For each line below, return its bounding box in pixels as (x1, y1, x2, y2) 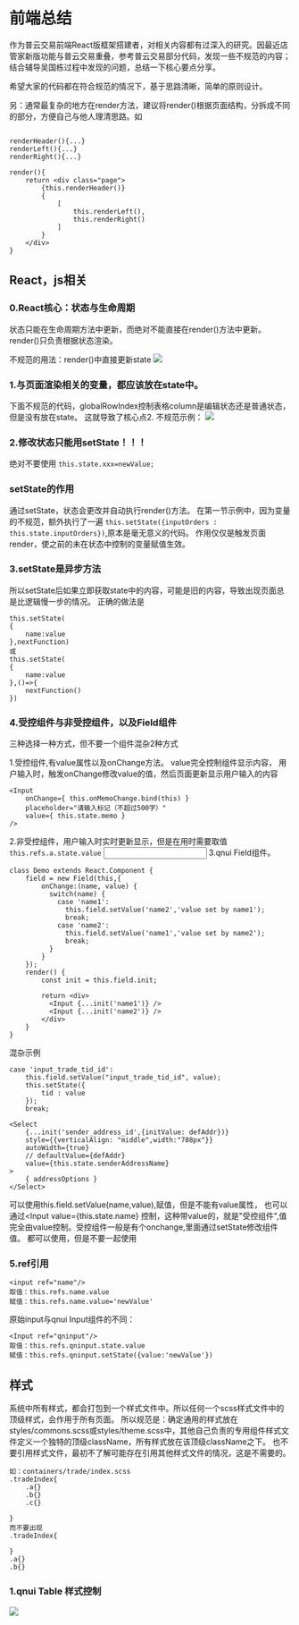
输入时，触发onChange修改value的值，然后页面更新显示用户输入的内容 (16, 768, 278, 779)
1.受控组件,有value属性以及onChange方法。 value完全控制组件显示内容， (9, 757, 277, 768)
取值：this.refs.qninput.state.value (9, 1341, 145, 1350)
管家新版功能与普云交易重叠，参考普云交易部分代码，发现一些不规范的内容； (9, 50, 291, 61)
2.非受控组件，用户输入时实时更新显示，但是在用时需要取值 (9, 836, 228, 847)
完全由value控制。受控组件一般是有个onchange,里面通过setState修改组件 (9, 1222, 278, 1232)
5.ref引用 (9, 1257, 49, 1270)
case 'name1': (56, 898, 110, 907)
